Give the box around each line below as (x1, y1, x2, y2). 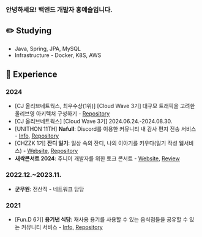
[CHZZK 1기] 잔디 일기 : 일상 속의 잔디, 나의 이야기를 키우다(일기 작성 (14, 139, 178, 147)
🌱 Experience (6, 69, 58, 80)
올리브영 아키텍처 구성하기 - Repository (14, 110, 110, 117)
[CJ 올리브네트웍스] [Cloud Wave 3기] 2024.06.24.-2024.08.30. (14, 118, 173, 125)
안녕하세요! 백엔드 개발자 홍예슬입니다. (6, 5, 113, 14)
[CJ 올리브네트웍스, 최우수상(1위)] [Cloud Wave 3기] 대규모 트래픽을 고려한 (14, 103, 195, 110)
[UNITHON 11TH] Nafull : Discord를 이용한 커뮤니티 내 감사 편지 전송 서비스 (14, 125, 196, 133)
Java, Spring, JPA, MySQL (14, 45, 81, 52)
